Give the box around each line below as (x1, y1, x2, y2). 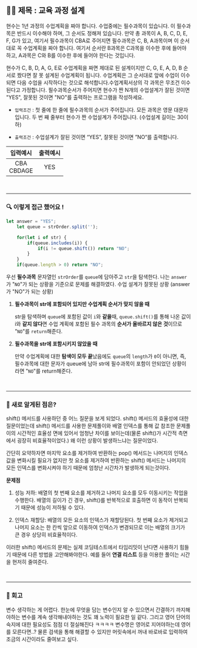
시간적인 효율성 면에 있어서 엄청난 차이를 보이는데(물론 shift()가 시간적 (16, 430, 177, 437)
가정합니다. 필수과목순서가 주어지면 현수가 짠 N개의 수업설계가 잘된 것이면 (21, 86, 190, 93)
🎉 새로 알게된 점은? (6, 401, 57, 409)
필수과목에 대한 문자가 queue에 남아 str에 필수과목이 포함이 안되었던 (14, 360, 171, 367)
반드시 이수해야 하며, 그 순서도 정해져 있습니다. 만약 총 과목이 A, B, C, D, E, (16, 29, 188, 36)
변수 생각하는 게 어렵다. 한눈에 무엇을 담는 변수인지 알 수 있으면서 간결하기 (6, 606, 175, 613)
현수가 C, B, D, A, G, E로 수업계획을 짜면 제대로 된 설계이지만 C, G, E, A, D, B (6, 64, 182, 71)
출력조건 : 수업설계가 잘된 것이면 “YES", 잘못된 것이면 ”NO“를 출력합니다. (14, 133, 179, 140)
